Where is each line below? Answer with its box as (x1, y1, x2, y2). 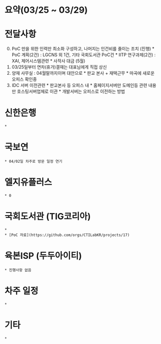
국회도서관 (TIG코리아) (4, 211, 91, 222)
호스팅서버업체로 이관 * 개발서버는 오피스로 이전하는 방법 (17, 88, 125, 94)
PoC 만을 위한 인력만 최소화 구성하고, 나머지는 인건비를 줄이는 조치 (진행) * (11, 46, 155, 52)
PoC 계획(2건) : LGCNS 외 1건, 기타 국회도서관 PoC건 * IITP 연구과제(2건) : (11, 52, 156, 58)
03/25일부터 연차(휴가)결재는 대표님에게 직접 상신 (11, 64, 107, 70)
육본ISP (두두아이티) (4, 250, 82, 261)
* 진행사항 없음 (4, 267, 32, 273)
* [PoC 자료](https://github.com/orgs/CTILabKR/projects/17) (4, 233, 130, 237)
